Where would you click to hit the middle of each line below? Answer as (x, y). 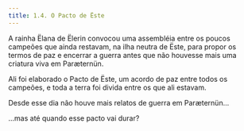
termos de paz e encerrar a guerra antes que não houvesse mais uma (122, 55)
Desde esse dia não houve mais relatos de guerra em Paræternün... (119, 102)
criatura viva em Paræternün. (56, 64)
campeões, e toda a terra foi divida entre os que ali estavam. (107, 87)
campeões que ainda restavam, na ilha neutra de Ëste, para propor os (122, 46)
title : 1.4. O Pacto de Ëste (56, 15)
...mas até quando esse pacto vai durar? (74, 118)
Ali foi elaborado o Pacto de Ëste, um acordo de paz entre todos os (118, 79)
